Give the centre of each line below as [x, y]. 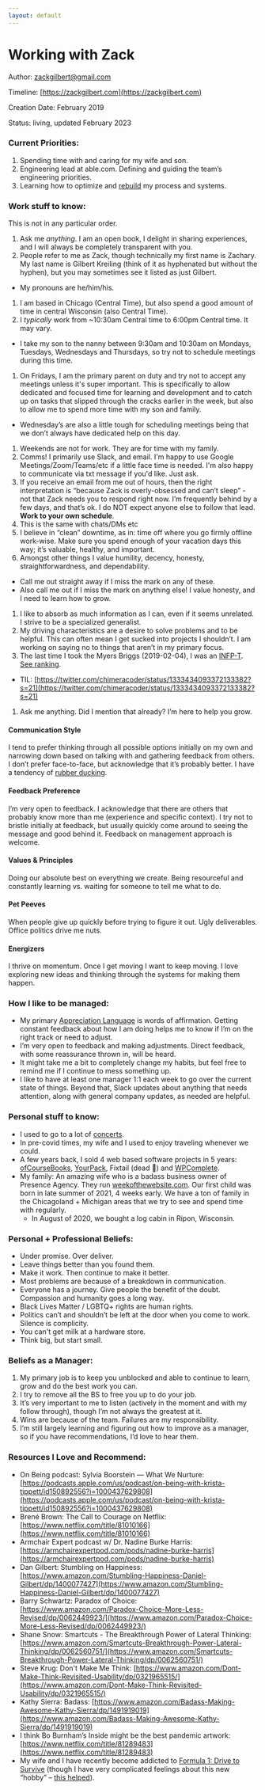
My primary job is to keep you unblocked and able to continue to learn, [135, 1378]
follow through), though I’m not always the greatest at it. [111, 1412]
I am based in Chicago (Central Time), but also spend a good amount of [136, 303]
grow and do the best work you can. [79, 1386]
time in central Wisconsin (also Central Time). [94, 312]
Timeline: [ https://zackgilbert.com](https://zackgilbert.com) [105, 92]
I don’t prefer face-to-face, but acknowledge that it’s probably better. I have [131, 764]
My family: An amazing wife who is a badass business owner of [123, 1176]
